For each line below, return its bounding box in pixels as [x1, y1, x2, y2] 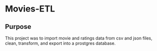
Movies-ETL [5, 3, 55, 14]
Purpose [5, 23, 32, 31]
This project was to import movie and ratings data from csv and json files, [5, 35, 153, 41]
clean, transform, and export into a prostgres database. [5, 40, 116, 46]
